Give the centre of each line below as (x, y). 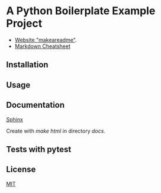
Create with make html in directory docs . (56, 131)
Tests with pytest (39, 149)
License (21, 170)
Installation (27, 65)
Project (24, 23)
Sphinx (15, 119)
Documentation (36, 105)
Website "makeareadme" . (46, 40)
